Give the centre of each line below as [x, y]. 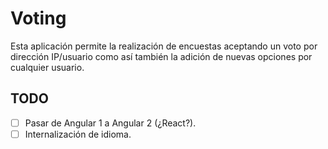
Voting [38, 18]
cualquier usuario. [47, 67]
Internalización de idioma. [78, 134]
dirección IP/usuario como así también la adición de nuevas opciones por [161, 56]
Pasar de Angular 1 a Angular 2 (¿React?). [110, 123]
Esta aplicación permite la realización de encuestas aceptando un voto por [164, 46]
